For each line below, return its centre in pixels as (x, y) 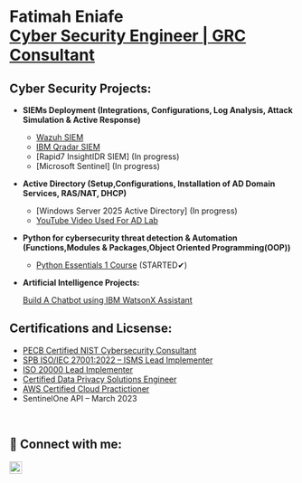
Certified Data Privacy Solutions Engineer (99, 379)
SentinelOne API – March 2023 (80, 398)
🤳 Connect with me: (66, 445)
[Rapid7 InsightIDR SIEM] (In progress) (108, 156)
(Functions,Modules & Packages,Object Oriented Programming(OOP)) (156, 247)
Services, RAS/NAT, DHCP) (75, 193)
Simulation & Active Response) (82, 120)
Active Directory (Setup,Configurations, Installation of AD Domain (149, 184)
